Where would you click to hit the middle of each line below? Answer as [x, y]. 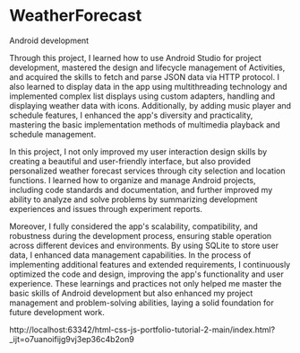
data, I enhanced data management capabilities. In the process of [130, 255]
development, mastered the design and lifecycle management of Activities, [147, 67]
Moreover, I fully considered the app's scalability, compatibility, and [133, 226]
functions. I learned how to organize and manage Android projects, [133, 180]
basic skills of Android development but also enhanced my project [131, 293]
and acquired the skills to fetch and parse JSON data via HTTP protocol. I [145, 76]
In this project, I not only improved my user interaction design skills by [138, 151]
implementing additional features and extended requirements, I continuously [150, 264]
